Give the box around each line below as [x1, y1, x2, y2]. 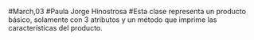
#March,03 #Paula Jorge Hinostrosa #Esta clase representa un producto [8, 7, 247, 16]
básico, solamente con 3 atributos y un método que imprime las [8, 15, 217, 24]
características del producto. [8, 24, 103, 32]
